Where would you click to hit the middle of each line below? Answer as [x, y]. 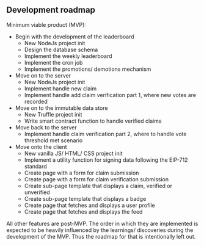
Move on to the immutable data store [61, 108]
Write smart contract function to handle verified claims [93, 121]
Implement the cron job [53, 62]
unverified [37, 192]
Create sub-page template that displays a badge [85, 198]
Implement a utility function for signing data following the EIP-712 [106, 160]
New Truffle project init [53, 114]
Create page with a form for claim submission [82, 173]
